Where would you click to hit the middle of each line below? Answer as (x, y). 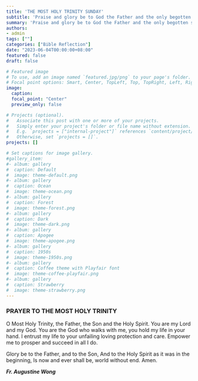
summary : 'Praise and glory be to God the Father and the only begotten (97, 22)
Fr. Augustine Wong (31, 372)
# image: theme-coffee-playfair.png (52, 274)
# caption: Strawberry (35, 285)
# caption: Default (32, 170)
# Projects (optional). (35, 115)
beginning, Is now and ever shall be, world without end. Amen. (82, 360)
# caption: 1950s (29, 252)
